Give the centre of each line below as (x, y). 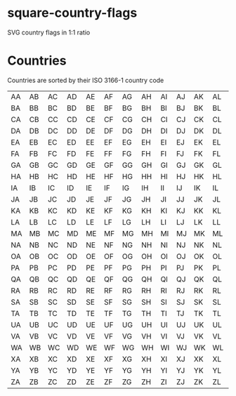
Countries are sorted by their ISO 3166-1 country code (86, 80)
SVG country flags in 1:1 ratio (49, 32)
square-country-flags (72, 13)
